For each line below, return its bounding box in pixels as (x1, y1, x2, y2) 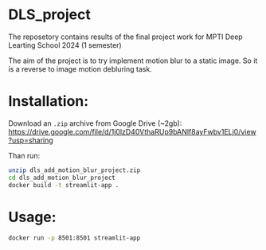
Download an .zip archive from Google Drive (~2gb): (8, 118, 182, 128)
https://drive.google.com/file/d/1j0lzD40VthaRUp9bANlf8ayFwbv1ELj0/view (8, 127, 256, 136)
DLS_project (8, 6, 92, 24)
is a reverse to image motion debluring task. (8, 64, 153, 73)
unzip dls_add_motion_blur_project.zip (8, 166, 141, 174)
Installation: (8, 92, 89, 111)
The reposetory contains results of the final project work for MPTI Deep (8, 32, 243, 41)
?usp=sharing (8, 135, 53, 145)
